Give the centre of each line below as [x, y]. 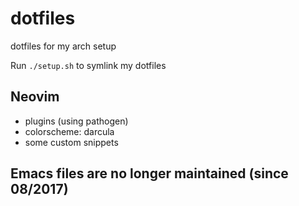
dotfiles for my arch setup [63, 46]
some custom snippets [71, 142]
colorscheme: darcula [69, 131]
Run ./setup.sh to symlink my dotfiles [88, 65]
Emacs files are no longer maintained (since [149, 173]
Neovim [35, 97]
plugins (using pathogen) [76, 121]
